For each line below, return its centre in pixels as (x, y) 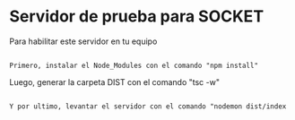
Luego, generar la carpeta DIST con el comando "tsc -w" (114, 81)
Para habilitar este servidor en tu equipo (83, 41)
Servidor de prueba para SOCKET (137, 17)
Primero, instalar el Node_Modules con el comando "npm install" (134, 65)
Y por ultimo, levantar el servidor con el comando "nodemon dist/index (148, 106)
